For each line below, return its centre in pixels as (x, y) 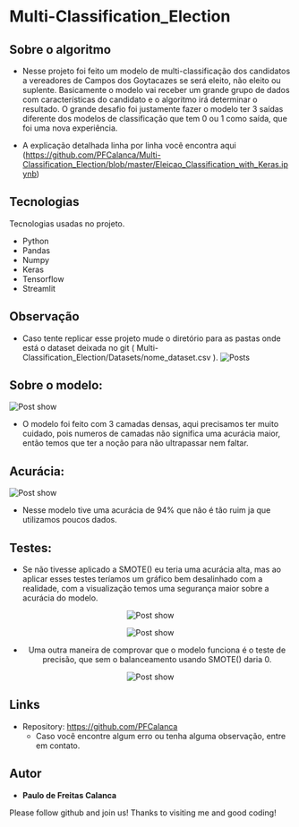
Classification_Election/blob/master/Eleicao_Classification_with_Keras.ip (155, 164)
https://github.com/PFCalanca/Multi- (93, 155)
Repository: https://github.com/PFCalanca (100, 726)
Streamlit (39, 288)
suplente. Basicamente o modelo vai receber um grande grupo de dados (156, 90)
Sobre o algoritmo (60, 50)
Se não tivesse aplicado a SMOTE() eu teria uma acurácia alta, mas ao (152, 569)
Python (35, 241)
